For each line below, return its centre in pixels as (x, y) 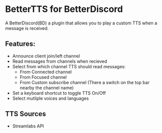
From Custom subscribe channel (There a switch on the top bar (85, 82)
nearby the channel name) (47, 88)
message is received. (27, 28)
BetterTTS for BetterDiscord (64, 9)
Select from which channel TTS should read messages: (69, 66)
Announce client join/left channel (46, 56)
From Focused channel (43, 77)
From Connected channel (46, 72)
